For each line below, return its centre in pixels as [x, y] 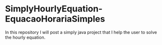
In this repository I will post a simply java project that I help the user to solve [81, 32]
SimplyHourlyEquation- [54, 9]
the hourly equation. [25, 37]
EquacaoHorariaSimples [55, 19]
